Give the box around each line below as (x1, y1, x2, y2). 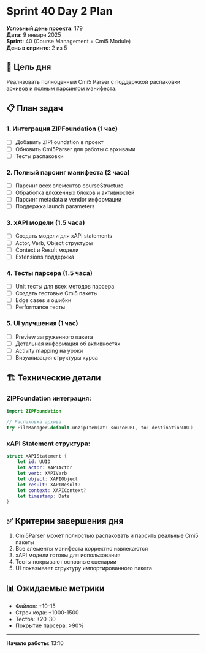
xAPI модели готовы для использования (15, 551, 121, 559)
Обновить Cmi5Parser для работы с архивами (15, 145, 136, 153)
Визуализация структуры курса (15, 353, 98, 361)
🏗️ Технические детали (6, 372, 101, 383)
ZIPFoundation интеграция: (6, 394, 92, 402)
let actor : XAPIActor (17, 464, 72, 471)
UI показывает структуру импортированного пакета (15, 565, 152, 572)
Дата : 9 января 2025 (6, 31, 61, 38)
